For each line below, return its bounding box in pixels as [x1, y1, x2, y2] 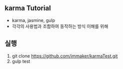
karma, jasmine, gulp [11, 17, 55, 23]
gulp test [11, 58, 30, 64]
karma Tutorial [4, 4, 51, 12]
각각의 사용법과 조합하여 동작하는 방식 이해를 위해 [11, 23, 108, 29]
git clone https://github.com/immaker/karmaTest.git [11, 52, 118, 59]
